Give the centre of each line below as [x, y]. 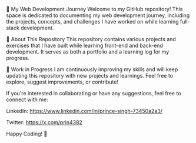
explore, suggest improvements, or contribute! [62, 82]
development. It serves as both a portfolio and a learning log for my [88, 52]
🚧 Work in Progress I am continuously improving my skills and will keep [92, 69]
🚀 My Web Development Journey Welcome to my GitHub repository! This [94, 9]
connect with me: [27, 99]
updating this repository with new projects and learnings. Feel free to [90, 76]
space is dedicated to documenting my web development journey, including [98, 15]
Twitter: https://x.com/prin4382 [44, 122]
